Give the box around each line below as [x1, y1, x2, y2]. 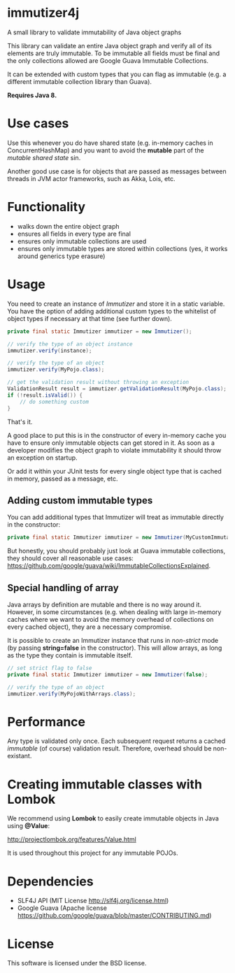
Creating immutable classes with [7, 776, 203, 792]
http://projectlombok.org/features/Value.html [7, 835, 136, 844]
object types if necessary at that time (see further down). [7, 314, 173, 322]
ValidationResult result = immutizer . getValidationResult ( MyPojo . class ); [7, 385, 227, 392]
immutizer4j [7, 5, 80, 21]
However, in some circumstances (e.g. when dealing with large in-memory [7, 608, 222, 616]
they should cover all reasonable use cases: [7, 554, 134, 562]
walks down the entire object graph [17, 222, 120, 230]
